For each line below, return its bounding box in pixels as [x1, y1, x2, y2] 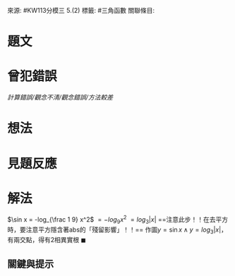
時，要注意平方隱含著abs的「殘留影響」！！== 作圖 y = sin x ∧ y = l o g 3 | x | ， [7, 225, 228, 235]
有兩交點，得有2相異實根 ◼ [7, 235, 87, 244]
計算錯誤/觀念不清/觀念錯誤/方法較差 [7, 93, 114, 102]
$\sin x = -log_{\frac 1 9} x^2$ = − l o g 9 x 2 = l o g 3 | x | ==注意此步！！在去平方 [7, 214, 229, 225]
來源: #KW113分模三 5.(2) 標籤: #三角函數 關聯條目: [7, 6, 155, 14]
